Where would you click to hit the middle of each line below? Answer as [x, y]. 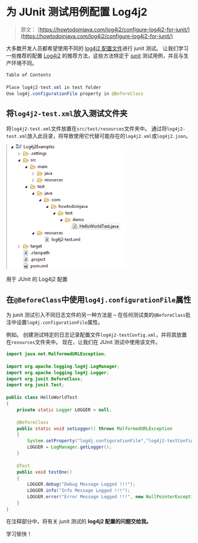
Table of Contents [29, 75]
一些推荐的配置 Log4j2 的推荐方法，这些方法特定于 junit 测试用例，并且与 [95, 55]
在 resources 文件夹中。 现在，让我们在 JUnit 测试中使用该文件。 [83, 342]
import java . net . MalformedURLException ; [57, 354]
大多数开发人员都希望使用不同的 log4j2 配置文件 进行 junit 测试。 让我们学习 [97, 48]
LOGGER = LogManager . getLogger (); [70, 447]
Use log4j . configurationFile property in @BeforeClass [75, 94]
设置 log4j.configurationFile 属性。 [60, 322]
